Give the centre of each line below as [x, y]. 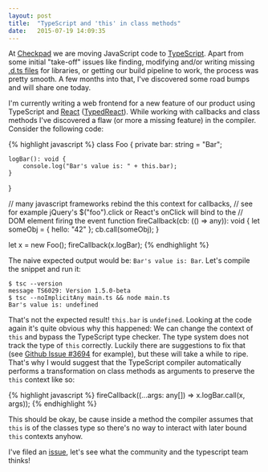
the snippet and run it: [45, 269]
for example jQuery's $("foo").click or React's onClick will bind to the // [126, 212]
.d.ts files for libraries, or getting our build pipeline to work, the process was [134, 71]
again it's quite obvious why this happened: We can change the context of [131, 328]
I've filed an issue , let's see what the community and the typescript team [128, 452]
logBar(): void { [37, 159]
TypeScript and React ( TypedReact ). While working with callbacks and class [134, 112]
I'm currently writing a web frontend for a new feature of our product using [132, 103]
